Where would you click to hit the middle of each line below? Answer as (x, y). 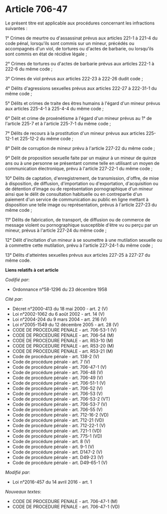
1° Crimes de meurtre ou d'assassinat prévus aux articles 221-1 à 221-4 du (82, 38)
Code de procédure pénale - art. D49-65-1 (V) (60, 463)
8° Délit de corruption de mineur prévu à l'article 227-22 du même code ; (80, 148)
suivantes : (16, 28)
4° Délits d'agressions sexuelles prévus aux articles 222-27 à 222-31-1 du (81, 88)
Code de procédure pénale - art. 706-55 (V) (58, 409)
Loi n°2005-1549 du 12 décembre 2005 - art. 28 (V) (66, 324)
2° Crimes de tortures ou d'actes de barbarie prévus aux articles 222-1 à (80, 63)
